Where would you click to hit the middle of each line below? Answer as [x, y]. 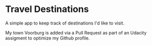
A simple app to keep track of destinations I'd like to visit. [65, 23]
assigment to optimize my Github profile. [48, 38]
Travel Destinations [47, 9]
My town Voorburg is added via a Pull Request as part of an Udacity [76, 32]
